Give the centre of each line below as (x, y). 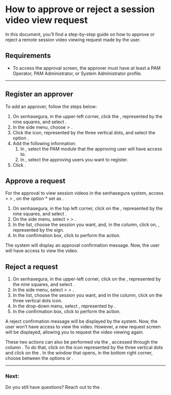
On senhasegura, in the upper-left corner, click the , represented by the (88, 116)
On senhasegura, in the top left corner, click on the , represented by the (88, 208)
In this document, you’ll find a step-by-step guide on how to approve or (80, 34)
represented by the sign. (38, 230)
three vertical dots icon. (37, 301)
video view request (47, 20)
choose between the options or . (39, 358)
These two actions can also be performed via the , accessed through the (81, 342)
